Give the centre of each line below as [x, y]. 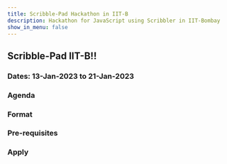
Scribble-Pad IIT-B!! [52, 56]
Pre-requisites [33, 133]
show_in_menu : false [38, 27]
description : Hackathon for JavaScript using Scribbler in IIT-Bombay [114, 21]
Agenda [21, 95]
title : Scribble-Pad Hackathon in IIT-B [68, 14]
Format [20, 114]
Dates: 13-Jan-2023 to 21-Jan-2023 [71, 76]
